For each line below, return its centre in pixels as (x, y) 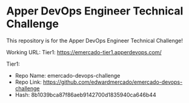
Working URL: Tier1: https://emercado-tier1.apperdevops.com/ (84, 52)
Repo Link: (28, 82)
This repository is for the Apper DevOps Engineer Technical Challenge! (94, 40)
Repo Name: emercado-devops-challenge (68, 75)
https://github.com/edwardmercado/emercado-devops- (113, 82)
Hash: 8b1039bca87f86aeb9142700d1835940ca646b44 (85, 95)
